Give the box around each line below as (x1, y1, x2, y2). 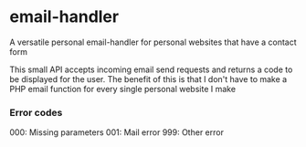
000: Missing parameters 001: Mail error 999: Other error (9, 127, 224, 138)
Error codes (9, 106, 63, 119)
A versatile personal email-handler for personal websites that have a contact (9, 37, 297, 47)
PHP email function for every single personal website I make (9, 83, 236, 94)
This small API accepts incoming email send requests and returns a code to (9, 64, 293, 75)
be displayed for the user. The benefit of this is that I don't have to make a (9, 73, 288, 84)
